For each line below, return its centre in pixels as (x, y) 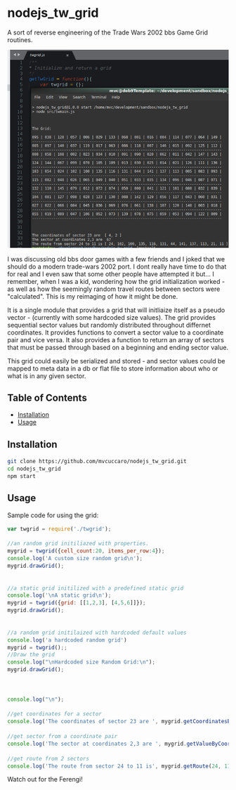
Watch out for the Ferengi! (45, 779)
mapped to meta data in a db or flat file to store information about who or (113, 368)
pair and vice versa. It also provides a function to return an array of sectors (116, 339)
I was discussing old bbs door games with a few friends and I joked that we (116, 259)
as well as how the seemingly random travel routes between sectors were (114, 289)
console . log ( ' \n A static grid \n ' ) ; (59, 595)
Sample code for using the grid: (53, 515)
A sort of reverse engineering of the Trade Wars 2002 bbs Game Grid (108, 32)
